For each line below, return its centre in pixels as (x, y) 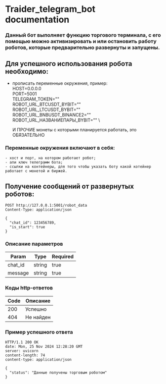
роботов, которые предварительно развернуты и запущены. (83, 48)
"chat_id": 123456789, (33, 223)
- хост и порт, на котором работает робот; (51, 158)
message (18, 273)
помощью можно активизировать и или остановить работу (81, 42)
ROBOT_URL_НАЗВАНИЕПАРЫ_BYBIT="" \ (56, 120)
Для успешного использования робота (69, 64)
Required (63, 257)
